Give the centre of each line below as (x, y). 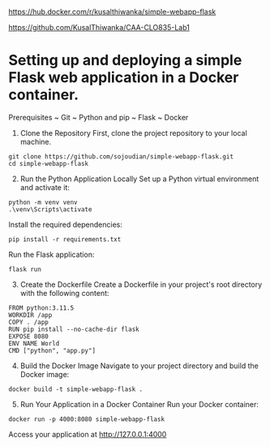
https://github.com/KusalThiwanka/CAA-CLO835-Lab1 (99, 27)
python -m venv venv (43, 202)
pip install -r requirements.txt (65, 239)
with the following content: (64, 293)
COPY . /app (28, 322)
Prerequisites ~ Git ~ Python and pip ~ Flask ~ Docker (99, 117)
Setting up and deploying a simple (125, 61)
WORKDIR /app (30, 315)
